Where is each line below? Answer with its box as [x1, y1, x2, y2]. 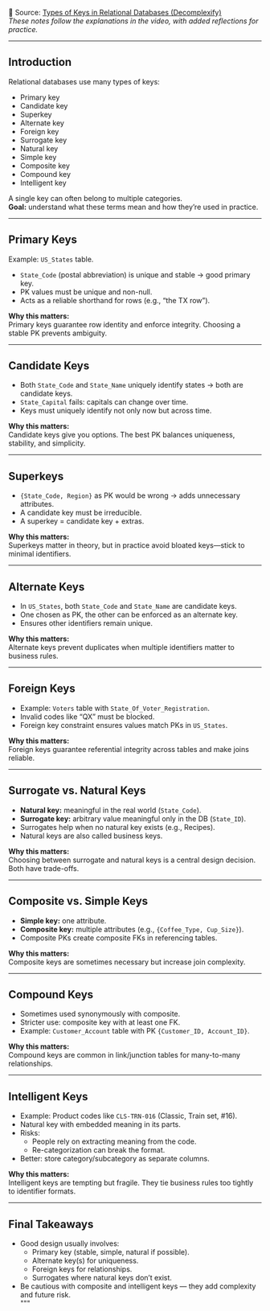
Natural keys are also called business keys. [19, 831, 163, 840]
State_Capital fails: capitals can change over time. [19, 397, 189, 407]
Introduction [8, 55, 72, 69]
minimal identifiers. [8, 549, 72, 559]
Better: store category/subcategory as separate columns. [19, 1154, 211, 1164]
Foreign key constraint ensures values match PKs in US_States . [19, 720, 228, 729]
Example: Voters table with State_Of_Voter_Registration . [19, 703, 211, 713]
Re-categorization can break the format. [31, 1145, 166, 1155]
